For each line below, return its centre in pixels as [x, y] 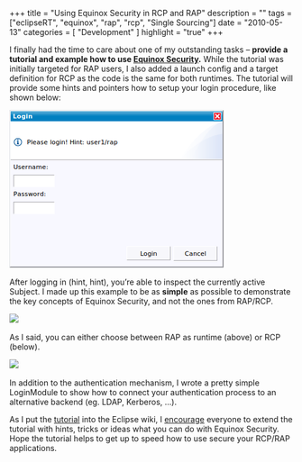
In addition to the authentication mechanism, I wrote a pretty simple [134, 383]
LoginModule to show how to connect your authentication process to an [143, 392]
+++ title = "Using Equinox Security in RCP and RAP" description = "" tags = [151, 13]
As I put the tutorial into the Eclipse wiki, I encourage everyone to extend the [151, 419]
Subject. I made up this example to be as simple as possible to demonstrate [150, 291]
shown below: [35, 97]
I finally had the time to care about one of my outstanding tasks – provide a [149, 50]
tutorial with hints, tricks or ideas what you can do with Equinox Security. [144, 429]
